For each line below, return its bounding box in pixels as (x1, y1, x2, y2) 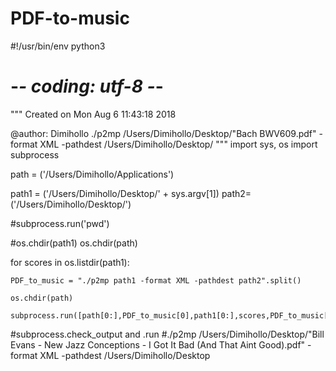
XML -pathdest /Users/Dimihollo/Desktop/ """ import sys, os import (39, 138, 318, 150)
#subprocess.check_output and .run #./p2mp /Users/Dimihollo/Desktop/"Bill (10, 328, 325, 340)
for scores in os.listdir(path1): (10, 256, 130, 268)
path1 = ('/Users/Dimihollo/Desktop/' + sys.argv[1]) (10, 187, 220, 199)
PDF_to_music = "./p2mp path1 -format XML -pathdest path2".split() (10, 275, 302, 286)
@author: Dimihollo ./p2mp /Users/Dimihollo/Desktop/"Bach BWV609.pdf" (10, 127, 317, 139)
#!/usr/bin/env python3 (10, 40, 106, 52)
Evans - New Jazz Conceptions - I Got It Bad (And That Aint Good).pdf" (10, 338, 306, 351)
